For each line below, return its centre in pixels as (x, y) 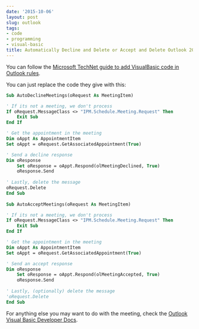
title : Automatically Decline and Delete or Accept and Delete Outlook (96, 50)
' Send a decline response (39, 155)
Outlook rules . (23, 73)
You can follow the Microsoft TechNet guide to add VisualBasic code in (93, 67)
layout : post (22, 17)
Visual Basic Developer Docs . (42, 320)
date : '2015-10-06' (30, 12)
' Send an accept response (39, 263)
